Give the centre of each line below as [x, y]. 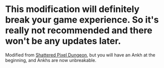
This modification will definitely [72, 9]
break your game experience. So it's [82, 20]
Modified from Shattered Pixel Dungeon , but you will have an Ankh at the [80, 55]
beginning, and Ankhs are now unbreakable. [51, 60]
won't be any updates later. [63, 41]
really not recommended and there [79, 30]
